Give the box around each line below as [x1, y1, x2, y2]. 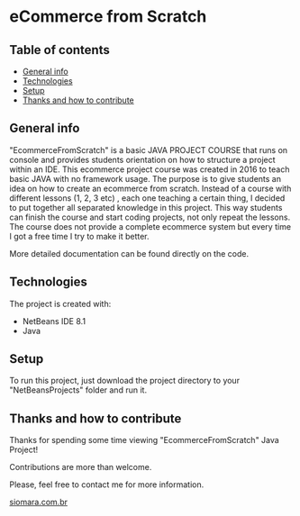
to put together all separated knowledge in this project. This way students [9, 202, 283, 213]
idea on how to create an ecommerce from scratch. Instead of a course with [9, 183, 292, 194]
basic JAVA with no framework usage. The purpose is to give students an [9, 173, 282, 184]
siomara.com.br [9, 497, 68, 508]
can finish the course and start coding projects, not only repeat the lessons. [9, 212, 291, 222]
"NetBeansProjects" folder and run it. [9, 385, 147, 395]
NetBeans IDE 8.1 [22, 315, 86, 326]
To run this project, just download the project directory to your [9, 376, 241, 386]
